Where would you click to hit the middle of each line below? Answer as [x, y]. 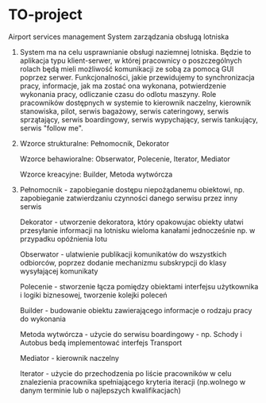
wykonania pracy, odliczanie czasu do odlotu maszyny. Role [118, 94]
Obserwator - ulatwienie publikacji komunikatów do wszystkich [123, 254]
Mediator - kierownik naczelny [69, 358]
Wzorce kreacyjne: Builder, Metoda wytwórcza [96, 174]
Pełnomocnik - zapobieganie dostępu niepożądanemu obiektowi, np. [132, 189]
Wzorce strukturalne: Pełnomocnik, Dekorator [94, 143]
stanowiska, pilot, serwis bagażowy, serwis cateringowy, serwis [124, 111]
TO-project [46, 15]
